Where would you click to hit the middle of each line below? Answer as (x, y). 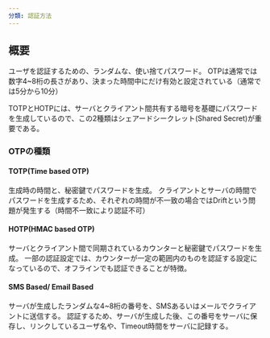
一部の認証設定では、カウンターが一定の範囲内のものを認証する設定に (141, 258)
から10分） (45, 91)
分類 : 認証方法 (30, 16)
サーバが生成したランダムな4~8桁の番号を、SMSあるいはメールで (118, 306)
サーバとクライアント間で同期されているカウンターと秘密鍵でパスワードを (132, 248)
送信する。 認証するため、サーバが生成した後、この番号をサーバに (140, 315)
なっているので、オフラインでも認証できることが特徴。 (100, 268)
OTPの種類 (29, 151)
